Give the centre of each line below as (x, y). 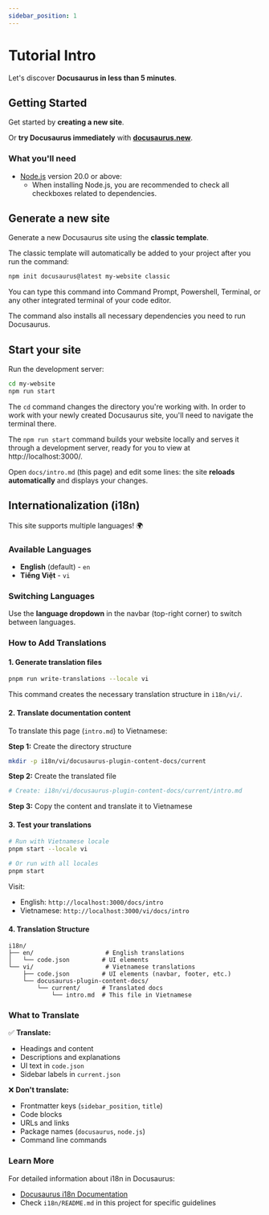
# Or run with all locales (53, 864)
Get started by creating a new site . (66, 122)
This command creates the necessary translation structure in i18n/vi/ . (125, 695)
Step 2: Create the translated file (62, 777)
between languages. (42, 622)
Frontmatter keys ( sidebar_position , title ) (91, 1106)
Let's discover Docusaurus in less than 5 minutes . (92, 78)
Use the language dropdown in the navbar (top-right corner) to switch (125, 614)
